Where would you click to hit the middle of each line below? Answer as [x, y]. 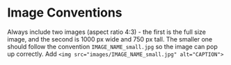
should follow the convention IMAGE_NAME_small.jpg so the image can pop [112, 46]
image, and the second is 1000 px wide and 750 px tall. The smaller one [110, 39]
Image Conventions [65, 13]
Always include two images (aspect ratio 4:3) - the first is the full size [107, 32]
